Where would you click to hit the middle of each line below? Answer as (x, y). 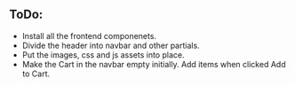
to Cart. (36, 74)
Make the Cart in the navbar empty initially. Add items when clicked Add (154, 64)
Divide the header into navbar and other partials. (111, 45)
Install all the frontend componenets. (89, 35)
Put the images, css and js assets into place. (103, 55)
